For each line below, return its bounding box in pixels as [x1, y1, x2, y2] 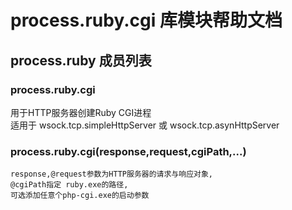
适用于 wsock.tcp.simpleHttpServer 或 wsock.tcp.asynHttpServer [10, 119, 280, 131]
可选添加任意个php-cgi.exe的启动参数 [10, 191, 150, 201]
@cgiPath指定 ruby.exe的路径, [10, 180, 129, 190]
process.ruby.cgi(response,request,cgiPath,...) [10, 144, 247, 158]
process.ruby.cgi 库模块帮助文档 [10, 9, 283, 32]
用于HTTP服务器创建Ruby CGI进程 [10, 106, 152, 118]
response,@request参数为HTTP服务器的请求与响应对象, [10, 169, 213, 180]
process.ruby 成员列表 [10, 52, 152, 69]
